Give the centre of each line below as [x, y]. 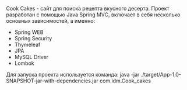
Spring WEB [29, 32]
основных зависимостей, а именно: [51, 21]
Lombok [24, 63]
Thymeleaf [27, 44]
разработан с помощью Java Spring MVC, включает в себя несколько [93, 15]
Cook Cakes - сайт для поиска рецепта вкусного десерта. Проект [88, 8]
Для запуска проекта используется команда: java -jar [73, 75]
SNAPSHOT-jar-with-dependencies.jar [52, 81]
